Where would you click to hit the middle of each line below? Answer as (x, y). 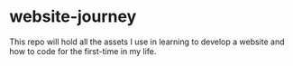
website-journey (73, 17)
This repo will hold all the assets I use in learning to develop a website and (147, 42)
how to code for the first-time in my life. (83, 51)
